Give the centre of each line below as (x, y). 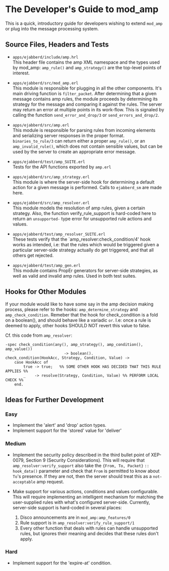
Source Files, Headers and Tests (57, 45)
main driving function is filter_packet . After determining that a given (84, 93)
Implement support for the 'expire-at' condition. (62, 563)
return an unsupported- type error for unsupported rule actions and (82, 218)
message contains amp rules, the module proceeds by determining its (85, 99)
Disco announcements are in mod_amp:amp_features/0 (75, 517)
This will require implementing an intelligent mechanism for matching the (88, 497)
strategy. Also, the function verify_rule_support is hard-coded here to (84, 213)
